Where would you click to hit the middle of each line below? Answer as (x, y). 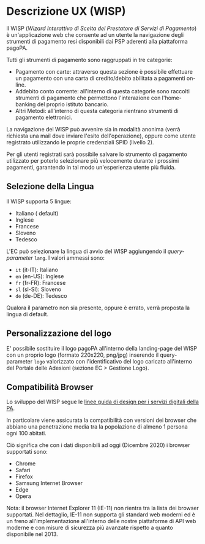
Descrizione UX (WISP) (66, 11)
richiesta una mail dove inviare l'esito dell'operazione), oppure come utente (101, 136)
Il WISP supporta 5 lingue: (39, 201)
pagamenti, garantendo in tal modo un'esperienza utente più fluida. (91, 167)
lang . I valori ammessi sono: (69, 258)
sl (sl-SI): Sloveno (38, 289)
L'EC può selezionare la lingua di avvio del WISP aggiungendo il (86, 251)
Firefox (24, 476)
